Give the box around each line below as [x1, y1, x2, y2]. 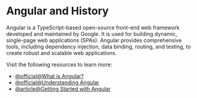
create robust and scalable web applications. [6, 49, 117, 56]
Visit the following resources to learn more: [6, 61, 113, 68]
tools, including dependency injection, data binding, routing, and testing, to [6, 43, 191, 50]
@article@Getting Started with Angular [14, 85, 111, 92]
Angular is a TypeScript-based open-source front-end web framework [6, 24, 180, 31]
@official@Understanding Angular [14, 79, 100, 86]
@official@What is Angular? [14, 72, 84, 79]
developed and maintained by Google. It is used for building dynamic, [6, 30, 178, 37]
